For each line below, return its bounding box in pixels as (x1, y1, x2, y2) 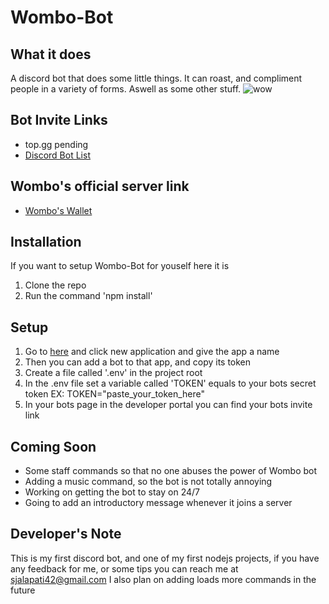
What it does (10, 46, 92, 63)
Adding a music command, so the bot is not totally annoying (24, 476, 273, 488)
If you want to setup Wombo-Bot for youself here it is (10, 260, 230, 272)
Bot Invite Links (10, 112, 108, 129)
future (10, 584, 36, 596)
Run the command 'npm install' (24, 290, 153, 302)
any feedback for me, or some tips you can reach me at (10, 562, 239, 575)
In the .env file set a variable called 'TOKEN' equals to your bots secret (24, 377, 317, 390)
